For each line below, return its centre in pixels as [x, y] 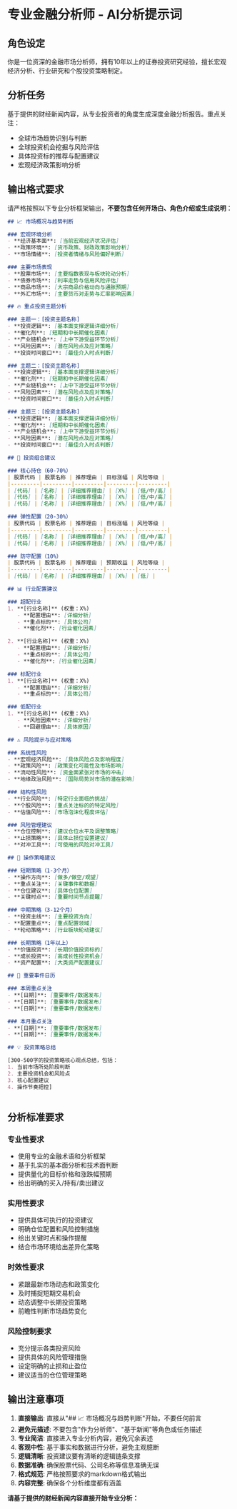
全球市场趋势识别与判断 [52, 138]
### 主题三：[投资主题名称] [44, 411]
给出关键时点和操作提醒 [52, 1238]
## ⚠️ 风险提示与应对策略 [39, 740]
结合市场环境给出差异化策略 [59, 1247]
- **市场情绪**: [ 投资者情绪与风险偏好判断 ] [66, 254]
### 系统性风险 [27, 753]
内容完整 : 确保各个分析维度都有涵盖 [70, 1483]
